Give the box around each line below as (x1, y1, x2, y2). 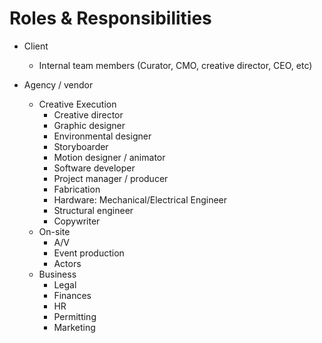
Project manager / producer (53, 172, 169, 184)
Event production (53, 247, 125, 259)
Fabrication (53, 183, 101, 195)
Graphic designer (53, 119, 126, 131)
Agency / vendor (23, 78, 94, 91)
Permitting (53, 310, 97, 322)
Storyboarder (53, 140, 109, 152)
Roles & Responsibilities (9, 7, 212, 30)
